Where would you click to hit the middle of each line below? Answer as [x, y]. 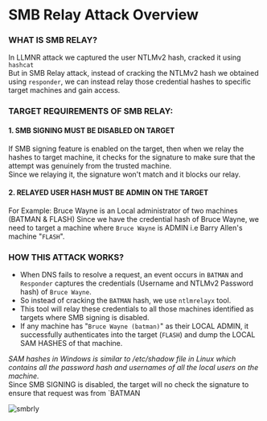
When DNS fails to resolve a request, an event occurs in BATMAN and [131, 275]
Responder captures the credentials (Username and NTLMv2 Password [136, 283]
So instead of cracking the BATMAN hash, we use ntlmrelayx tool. [125, 301]
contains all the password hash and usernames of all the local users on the [133, 368]
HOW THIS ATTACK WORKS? [66, 257]
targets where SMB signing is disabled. [85, 318]
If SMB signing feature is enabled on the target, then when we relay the [126, 148]
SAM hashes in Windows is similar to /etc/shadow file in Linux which [122, 359]
